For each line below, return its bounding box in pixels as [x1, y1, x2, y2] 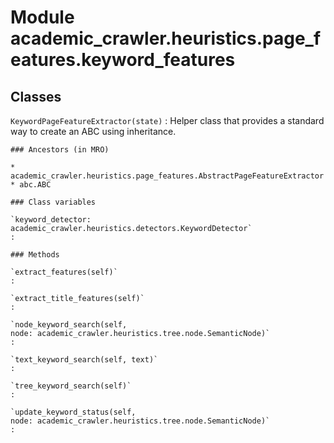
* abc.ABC [10, 180, 52, 190]
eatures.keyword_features [10, 49, 236, 71]
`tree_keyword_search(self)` [10, 381, 132, 391]
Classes [10, 88, 62, 105]
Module [10, 6, 75, 29]
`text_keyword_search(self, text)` [10, 355, 159, 365]
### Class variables [10, 197, 97, 207]
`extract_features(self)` [10, 267, 118, 277]
